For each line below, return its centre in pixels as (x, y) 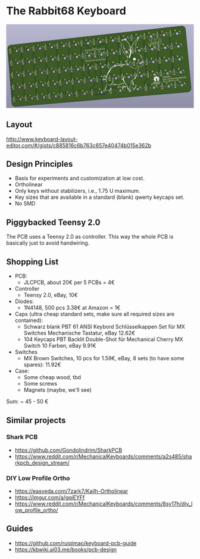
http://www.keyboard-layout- (42, 139)
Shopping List (32, 262)
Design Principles (40, 164)
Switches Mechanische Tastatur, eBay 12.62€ (79, 333)
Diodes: (24, 301)
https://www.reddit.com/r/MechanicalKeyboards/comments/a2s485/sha (103, 456)
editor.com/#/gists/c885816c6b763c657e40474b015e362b (79, 145)
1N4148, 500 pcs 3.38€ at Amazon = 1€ (72, 308)
